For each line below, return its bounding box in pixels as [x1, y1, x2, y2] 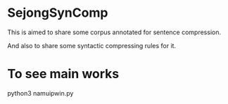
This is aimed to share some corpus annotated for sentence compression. [7, 28, 222, 36]
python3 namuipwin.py [7, 89, 74, 97]
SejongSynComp [7, 5, 108, 21]
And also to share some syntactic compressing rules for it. [7, 41, 177, 50]
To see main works [7, 66, 120, 82]
